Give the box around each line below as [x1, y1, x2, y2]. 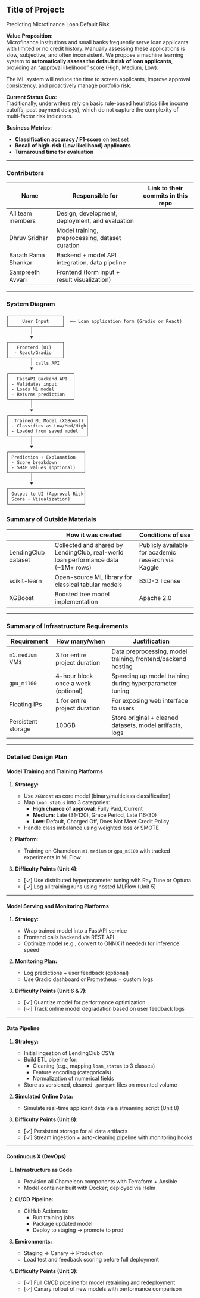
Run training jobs [32, 1213, 74, 1220]
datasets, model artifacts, [111, 721, 183, 729]
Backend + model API [56, 251, 117, 259]
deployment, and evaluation [56, 217, 134, 225]
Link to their [148, 184, 183, 193]
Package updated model [32, 1220, 93, 1227]
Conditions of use [139, 531, 191, 539]
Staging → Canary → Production [23, 1249, 103, 1256]
